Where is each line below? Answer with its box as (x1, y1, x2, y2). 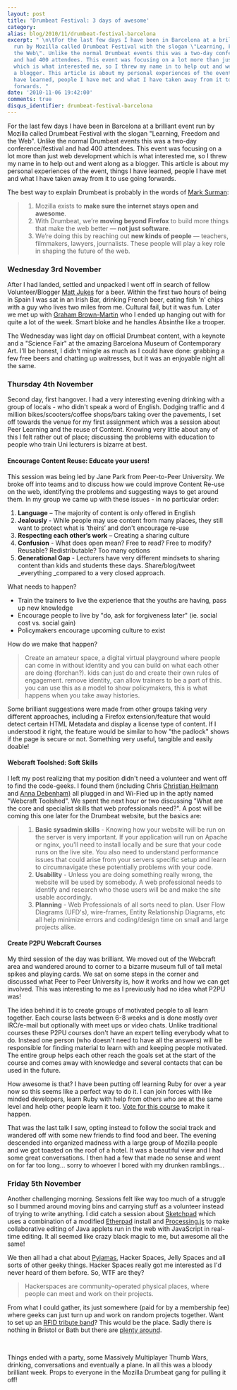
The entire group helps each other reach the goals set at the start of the (7, 1051, 217, 1060)
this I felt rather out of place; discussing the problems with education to (7, 432, 215, 442)
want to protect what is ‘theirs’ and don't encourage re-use (17, 524, 189, 532)
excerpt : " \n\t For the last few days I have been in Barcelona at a (7, 37, 217, 44)
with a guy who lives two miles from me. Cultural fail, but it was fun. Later (7, 303, 221, 312)
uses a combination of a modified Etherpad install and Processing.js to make (7, 1217, 230, 1226)
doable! (7, 742, 30, 750)
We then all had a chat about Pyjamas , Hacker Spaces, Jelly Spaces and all (7, 1254, 226, 1262)
